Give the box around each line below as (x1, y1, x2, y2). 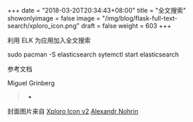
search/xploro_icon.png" (7, 22, 80, 30)
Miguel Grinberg (7, 79, 55, 87)
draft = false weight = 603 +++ (81, 22, 172, 30)
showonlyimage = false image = (7, 14, 101, 23)
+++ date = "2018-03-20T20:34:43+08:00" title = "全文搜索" (7, 6, 187, 14)
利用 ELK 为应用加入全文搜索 (7, 36, 91, 44)
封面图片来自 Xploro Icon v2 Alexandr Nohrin (7, 107, 138, 115)
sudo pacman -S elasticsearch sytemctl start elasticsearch (7, 50, 180, 59)
